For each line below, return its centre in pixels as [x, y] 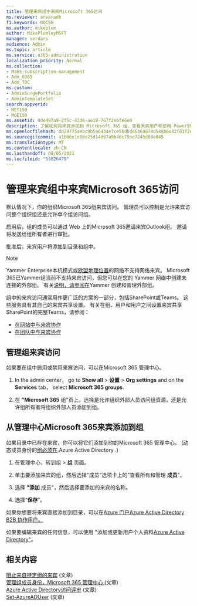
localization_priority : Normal [44, 60]
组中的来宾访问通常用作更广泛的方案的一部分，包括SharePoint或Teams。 [94, 297]
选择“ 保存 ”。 [30, 500]
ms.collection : [25, 66]
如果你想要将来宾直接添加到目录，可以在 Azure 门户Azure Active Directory [95, 512]
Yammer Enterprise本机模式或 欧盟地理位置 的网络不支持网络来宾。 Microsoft [98, 270]
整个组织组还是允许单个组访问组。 [52, 214]
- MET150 [17, 110]
